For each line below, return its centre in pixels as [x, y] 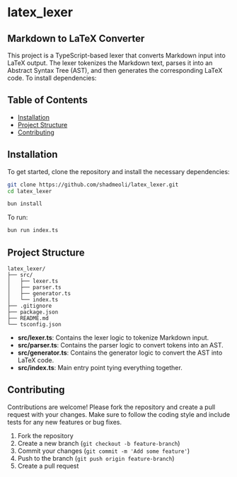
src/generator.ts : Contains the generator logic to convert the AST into [120, 352]
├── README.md [28, 318]
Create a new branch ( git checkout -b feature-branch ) [99, 443]
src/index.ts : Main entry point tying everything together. [100, 367]
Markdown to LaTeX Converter [76, 39]
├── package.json [33, 312]
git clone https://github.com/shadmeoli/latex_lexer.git [93, 185]
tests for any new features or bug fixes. [65, 422]
